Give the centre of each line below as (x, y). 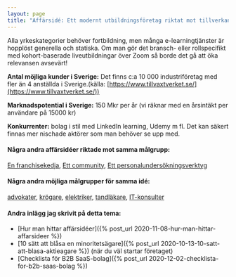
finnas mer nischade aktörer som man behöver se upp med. (94, 134)
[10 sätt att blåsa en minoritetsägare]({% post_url (88, 244)
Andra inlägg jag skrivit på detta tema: (64, 213)
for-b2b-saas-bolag (46, 266)
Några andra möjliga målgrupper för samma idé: (79, 181)
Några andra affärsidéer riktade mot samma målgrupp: (89, 150)
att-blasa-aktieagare (47, 251)
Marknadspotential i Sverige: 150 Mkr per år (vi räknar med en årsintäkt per (118, 105)
